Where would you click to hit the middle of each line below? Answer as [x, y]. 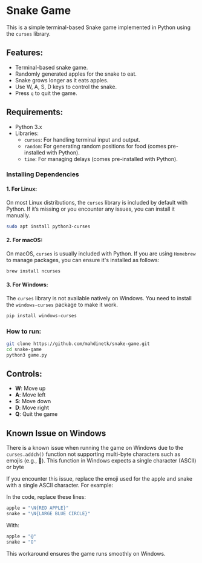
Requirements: [35, 112]
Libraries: [27, 133]
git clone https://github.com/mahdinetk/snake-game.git [78, 344]
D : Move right [32, 408]
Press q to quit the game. [46, 93]
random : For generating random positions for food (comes [95, 146]
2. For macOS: [24, 240]
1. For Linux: [22, 189]
